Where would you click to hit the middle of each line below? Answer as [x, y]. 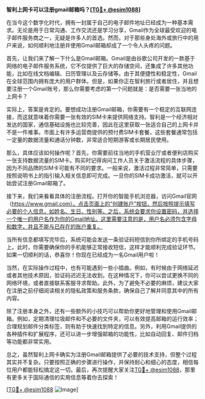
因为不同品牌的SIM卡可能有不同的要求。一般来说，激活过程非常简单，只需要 [102, 168]
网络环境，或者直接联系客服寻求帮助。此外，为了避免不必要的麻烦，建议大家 [103, 283]
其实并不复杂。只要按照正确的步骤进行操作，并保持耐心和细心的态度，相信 [100, 362]
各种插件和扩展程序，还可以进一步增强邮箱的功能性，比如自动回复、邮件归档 [103, 334]
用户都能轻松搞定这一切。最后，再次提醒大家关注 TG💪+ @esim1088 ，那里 [103, 370]
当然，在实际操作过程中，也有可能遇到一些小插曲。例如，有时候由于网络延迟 [103, 268]
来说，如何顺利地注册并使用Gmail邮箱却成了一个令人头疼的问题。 [93, 45]
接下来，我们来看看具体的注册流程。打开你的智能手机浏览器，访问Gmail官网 [102, 196]
